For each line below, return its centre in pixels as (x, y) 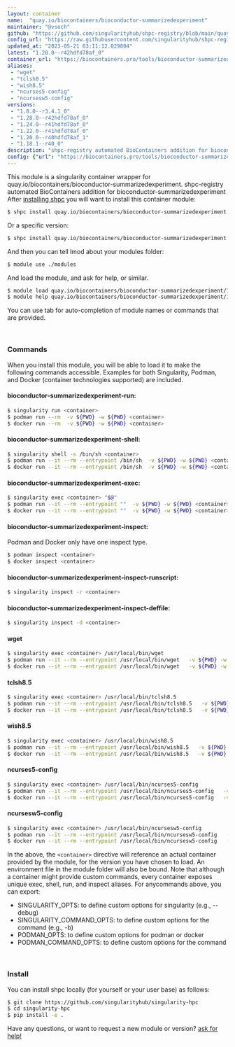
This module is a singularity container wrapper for (79, 176)
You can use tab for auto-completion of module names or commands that (113, 310)
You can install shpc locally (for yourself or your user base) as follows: (108, 989)
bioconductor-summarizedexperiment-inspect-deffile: (89, 608)
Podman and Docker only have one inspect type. (78, 542)
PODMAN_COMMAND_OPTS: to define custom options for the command (122, 943)
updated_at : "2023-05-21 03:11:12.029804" (70, 46)
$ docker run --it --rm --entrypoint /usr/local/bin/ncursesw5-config (112, 841)
